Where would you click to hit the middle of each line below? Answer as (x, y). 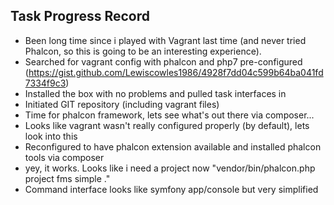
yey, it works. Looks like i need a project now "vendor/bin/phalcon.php (170, 168)
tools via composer (64, 157)
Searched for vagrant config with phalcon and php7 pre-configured (163, 61)
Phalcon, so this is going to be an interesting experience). (143, 51)
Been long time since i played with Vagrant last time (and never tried (165, 40)
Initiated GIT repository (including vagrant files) (122, 104)
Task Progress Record (80, 16)
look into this (51, 136)
